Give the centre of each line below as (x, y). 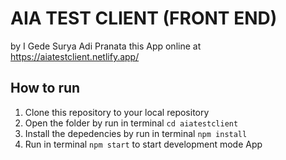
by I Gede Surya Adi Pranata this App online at (106, 46)
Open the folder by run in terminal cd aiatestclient (131, 123)
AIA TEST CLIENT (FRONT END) (144, 18)
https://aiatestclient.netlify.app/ (75, 56)
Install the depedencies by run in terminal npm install (136, 133)
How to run (45, 88)
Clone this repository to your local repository (117, 112)
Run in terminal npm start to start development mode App (143, 144)
